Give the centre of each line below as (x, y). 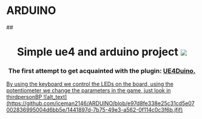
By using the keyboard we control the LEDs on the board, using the (90, 84)
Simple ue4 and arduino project (98, 52)
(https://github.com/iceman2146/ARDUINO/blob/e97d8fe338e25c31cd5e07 (101, 103)
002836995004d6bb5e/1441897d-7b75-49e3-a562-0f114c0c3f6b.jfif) (95, 110)
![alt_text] (55, 97)
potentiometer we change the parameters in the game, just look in (89, 90)
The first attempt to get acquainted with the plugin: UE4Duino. (102, 71)
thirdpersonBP (24, 97)
